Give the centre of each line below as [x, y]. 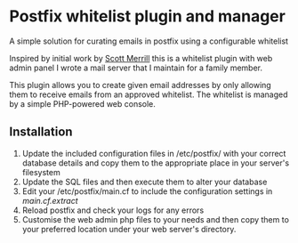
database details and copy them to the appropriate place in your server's [156, 163]
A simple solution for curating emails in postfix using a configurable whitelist [149, 41]
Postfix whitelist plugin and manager [148, 16]
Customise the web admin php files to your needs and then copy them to [155, 219]
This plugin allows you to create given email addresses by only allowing [140, 85]
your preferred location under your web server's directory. [129, 229]
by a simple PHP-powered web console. [82, 103]
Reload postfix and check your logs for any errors [113, 210]
